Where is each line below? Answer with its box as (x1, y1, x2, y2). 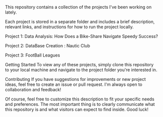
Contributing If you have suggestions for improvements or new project (5, 77, 146, 82)
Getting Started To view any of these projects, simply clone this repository (5, 62, 154, 67)
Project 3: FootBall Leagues (5, 52, 60, 58)
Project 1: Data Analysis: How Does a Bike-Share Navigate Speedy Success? (5, 34, 158, 39)
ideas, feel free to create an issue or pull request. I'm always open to (5, 81, 143, 87)
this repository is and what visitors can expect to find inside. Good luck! (5, 107, 148, 112)
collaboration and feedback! (5, 87, 62, 92)
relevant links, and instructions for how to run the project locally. (5, 24, 134, 30)
